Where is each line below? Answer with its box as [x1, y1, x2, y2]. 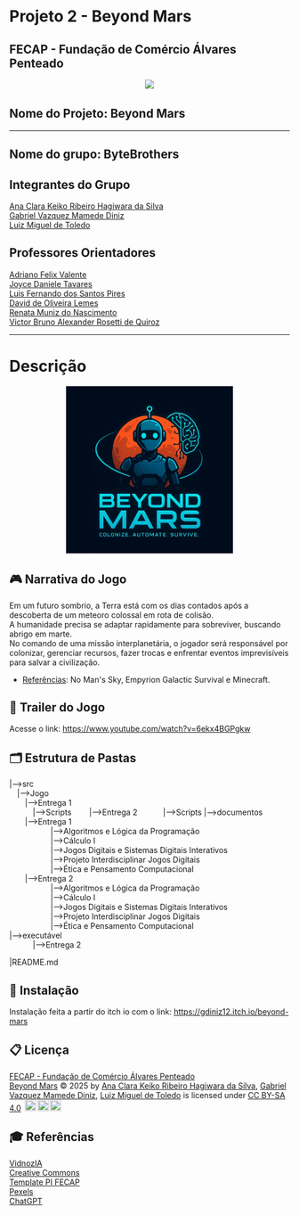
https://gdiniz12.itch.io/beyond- [173, 1006, 289, 1017]
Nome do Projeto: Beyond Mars [9, 106, 186, 121]
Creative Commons [9, 1167, 80, 1178]
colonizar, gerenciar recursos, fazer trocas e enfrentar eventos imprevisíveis [9, 647, 289, 658]
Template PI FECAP [9, 1177, 80, 1187]
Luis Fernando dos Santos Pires [9, 288, 126, 299]
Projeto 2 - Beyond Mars [9, 6, 192, 27]
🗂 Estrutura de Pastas [9, 751, 136, 766]
